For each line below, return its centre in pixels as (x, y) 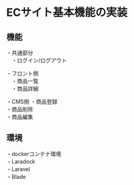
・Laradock (21, 161)
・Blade (16, 176)
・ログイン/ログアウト (39, 60)
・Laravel (18, 169)
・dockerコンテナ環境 (34, 154)
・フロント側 (22, 73)
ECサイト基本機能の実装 (67, 13)
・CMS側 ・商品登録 (32, 102)
